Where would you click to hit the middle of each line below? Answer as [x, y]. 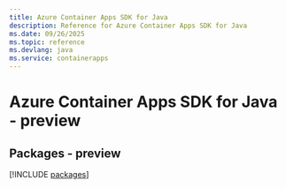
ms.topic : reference [47, 42]
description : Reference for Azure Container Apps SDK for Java [128, 26]
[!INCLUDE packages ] [49, 174]
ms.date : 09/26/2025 [47, 34]
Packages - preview [65, 153]
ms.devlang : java [41, 50]
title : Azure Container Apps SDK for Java [89, 17]
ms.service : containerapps [59, 58]
